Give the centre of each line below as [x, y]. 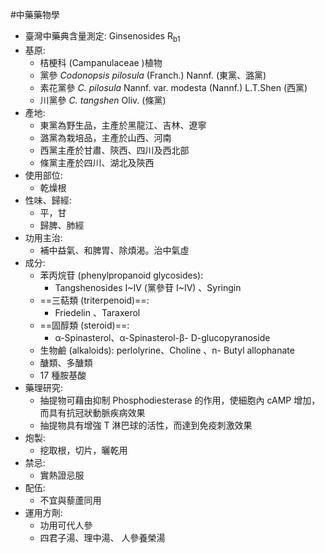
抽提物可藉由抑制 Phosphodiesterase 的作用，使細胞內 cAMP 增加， [180, 400]
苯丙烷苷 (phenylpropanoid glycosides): [121, 275]
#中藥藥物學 [35, 14]
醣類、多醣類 [66, 362]
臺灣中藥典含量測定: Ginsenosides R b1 [102, 37]
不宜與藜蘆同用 [70, 500]
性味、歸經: [48, 200]
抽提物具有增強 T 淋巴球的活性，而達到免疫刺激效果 [146, 425]
